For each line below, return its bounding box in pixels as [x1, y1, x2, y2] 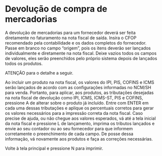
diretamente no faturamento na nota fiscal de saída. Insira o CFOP [5, 35, 137, 41]
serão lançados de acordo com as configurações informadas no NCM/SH [5, 84, 151, 90]
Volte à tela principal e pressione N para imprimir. [5, 145, 103, 151]
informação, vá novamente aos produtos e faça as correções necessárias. [5, 136, 153, 141]
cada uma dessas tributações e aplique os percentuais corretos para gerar [5, 105, 154, 111]
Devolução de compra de [5, 3, 107, 15]
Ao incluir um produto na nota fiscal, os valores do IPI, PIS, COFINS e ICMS [5, 79, 155, 85]
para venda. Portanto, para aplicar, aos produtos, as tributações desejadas [5, 90, 154, 95]
